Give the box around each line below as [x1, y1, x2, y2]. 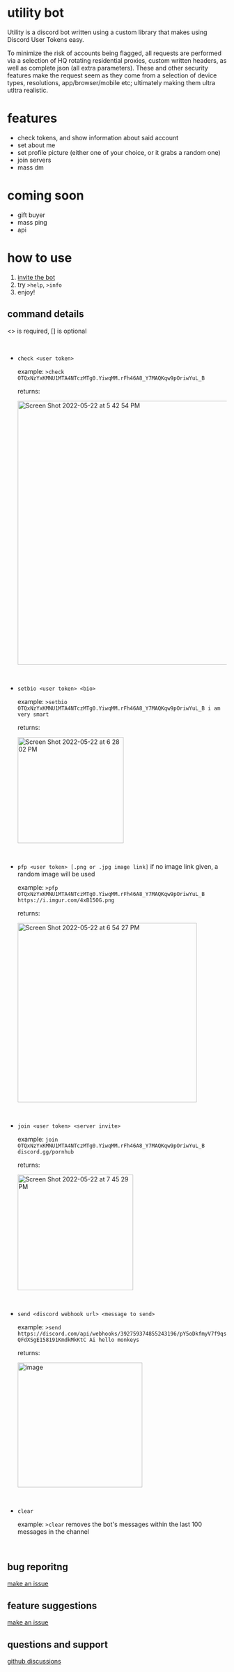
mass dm [17, 163, 44, 172]
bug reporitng [7, 1561, 68, 1573]
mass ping [17, 218, 47, 226]
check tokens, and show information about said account [17, 133, 179, 142]
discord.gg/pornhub [17, 1148, 75, 1156]
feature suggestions [7, 1599, 97, 1611]
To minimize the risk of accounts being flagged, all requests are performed [7, 49, 221, 57]
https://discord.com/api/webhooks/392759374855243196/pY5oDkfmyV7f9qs [17, 1330, 227, 1337]
